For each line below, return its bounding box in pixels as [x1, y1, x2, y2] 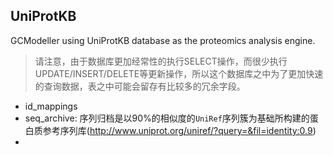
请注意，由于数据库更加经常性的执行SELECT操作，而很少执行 [34, 55, 288, 67]
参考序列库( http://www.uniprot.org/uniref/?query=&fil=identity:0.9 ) [42, 124, 317, 136]
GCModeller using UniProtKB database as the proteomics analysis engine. [10, 34, 316, 46]
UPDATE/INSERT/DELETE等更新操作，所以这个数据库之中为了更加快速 [34, 67, 324, 79]
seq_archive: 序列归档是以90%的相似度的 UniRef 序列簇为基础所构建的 [24, 112, 310, 124]
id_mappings [24, 100, 78, 112]
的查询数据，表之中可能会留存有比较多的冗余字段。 [34, 80, 246, 92]
